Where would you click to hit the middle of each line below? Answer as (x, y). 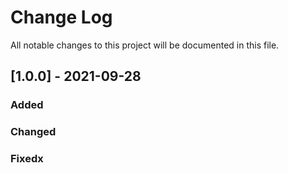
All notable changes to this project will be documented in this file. (145, 45)
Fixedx (27, 159)
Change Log (61, 17)
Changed (33, 132)
